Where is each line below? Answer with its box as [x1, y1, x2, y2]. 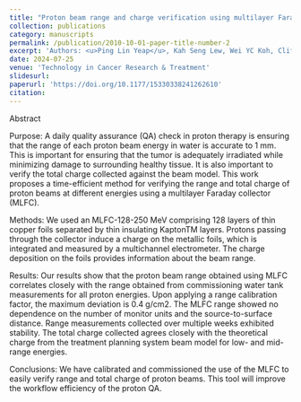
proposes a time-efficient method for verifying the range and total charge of [9, 178, 290, 188]
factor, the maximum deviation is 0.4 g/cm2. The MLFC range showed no [9, 298, 279, 310]
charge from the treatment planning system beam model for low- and [9, 336, 265, 347]
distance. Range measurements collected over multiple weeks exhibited [9, 318, 275, 328]
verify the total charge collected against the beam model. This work [9, 168, 259, 179]
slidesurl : [9, 72, 50, 81]
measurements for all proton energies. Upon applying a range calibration [9, 289, 278, 300]
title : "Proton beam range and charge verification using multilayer [9, 13, 275, 22]
